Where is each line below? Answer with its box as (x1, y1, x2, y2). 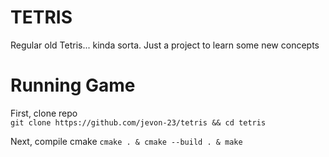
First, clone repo (10, 107, 78, 119)
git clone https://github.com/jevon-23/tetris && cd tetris (10, 117, 267, 128)
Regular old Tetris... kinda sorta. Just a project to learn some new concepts (10, 39, 320, 51)
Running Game (10, 74, 136, 97)
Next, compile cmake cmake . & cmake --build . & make (10, 135, 243, 147)
